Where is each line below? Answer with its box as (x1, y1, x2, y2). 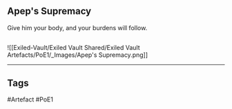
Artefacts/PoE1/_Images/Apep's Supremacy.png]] (7, 51, 148, 59)
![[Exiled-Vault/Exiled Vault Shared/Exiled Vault (7, 44, 140, 52)
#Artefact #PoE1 (7, 95, 54, 104)
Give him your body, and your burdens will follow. (7, 23, 148, 32)
